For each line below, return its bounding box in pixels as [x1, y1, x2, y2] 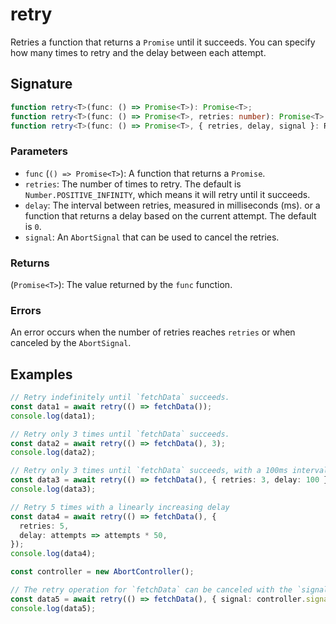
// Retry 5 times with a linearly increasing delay [10, 502, 230, 512]
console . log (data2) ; [10, 448, 97, 458]
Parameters [10, 144, 68, 158]
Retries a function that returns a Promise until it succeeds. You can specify [10, 36, 316, 48]
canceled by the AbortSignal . [10, 337, 132, 349]
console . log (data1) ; [10, 411, 97, 421]
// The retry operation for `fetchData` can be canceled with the [10, 585, 293, 595]
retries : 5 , [19, 521, 70, 531]
